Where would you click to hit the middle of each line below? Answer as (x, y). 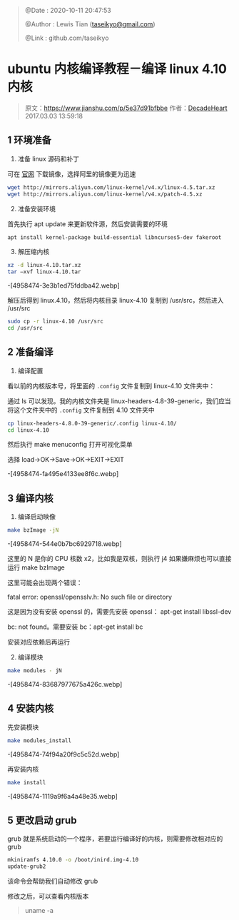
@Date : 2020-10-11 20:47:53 (68, 10)
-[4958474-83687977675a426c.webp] (65, 684)
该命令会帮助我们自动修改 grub (53, 881)
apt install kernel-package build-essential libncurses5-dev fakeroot (115, 237)
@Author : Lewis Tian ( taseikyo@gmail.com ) (90, 24)
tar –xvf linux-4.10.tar (44, 272)
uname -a (39, 911)
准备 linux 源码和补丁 (49, 158)
